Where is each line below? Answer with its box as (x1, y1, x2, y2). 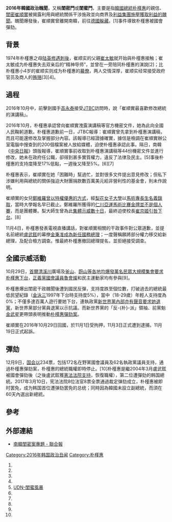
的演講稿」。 (6, 111, 31, 117)
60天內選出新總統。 (6, 391, 47, 397)
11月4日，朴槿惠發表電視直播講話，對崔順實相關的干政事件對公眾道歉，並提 (6, 225, 165, 231)
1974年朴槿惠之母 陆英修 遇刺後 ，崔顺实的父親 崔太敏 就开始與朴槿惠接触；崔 (6, 55, 163, 61)
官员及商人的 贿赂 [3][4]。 (6, 74, 59, 80)
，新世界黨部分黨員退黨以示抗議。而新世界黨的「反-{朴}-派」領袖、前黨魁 (10, 305, 166, 311)
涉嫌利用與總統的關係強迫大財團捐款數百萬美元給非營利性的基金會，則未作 (6, 178, 162, 184)
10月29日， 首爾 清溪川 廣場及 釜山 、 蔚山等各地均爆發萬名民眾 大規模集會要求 (6, 268, 164, 275)
